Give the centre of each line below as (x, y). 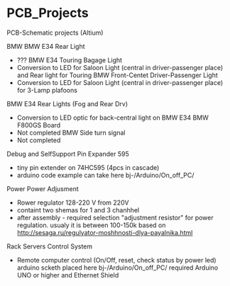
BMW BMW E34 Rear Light (46, 46)
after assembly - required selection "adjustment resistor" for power (115, 217)
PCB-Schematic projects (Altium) (55, 33)
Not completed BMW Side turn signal (71, 132)
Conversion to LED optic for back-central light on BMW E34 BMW (113, 118)
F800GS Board (39, 125)
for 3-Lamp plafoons (47, 90)
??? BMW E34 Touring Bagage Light (69, 60)
